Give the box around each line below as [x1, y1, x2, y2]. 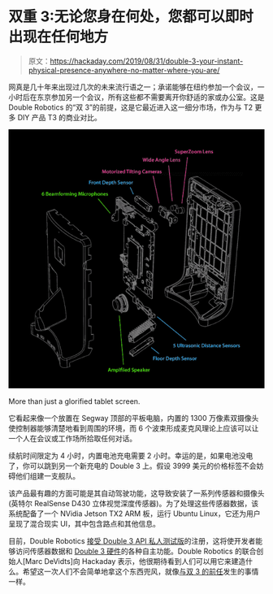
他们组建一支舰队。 [15, 471, 80, 481]
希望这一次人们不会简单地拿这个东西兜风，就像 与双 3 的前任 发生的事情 [22, 566, 259, 577]
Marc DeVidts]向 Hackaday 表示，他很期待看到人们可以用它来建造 [25, 557, 246, 566]
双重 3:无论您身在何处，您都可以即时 [8, 7, 254, 26]
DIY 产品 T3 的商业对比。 [17, 112, 102, 122]
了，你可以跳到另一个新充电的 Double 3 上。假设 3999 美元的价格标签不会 [8, 461, 257, 471]
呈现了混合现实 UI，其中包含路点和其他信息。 [8, 519, 161, 529]
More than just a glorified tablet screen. [8, 397, 141, 406]
